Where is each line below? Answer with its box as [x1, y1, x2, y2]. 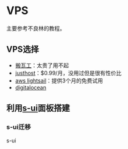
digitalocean [15, 84, 47, 91]
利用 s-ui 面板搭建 [6, 103, 70, 114]
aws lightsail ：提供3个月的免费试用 [15, 77, 104, 84]
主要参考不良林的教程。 [6, 24, 65, 32]
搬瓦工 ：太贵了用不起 [15, 62, 69, 69]
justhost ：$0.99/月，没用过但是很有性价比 [15, 69, 122, 76]
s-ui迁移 [6, 123, 32, 131]
